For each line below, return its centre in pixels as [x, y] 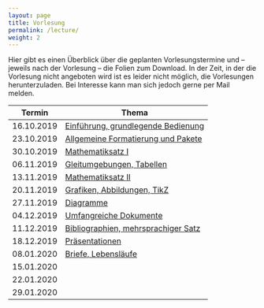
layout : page [30, 15]
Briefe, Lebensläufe [101, 254]
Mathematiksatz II [98, 177]
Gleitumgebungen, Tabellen [116, 165]
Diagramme [87, 203]
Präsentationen [93, 241]
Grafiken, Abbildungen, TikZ [117, 190]
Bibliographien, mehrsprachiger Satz [133, 228]
